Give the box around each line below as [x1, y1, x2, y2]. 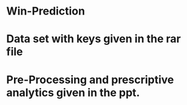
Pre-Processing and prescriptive [6, 73, 174, 86]
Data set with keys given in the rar [6, 32, 181, 46]
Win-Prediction [6, 4, 85, 18]
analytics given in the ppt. [6, 86, 140, 100]
